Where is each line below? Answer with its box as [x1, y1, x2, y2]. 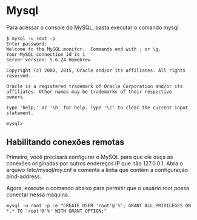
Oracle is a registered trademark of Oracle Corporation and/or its [6, 83, 183, 89]
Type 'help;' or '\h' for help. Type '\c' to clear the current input [6, 105, 189, 111]
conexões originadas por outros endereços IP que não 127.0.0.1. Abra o [6, 159, 184, 167]
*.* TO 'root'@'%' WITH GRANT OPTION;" [6, 208, 107, 214]
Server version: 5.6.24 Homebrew [6, 57, 91, 63]
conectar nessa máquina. [6, 191, 70, 198]
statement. [6, 110, 34, 116]
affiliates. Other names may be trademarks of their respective [6, 89, 172, 95]
